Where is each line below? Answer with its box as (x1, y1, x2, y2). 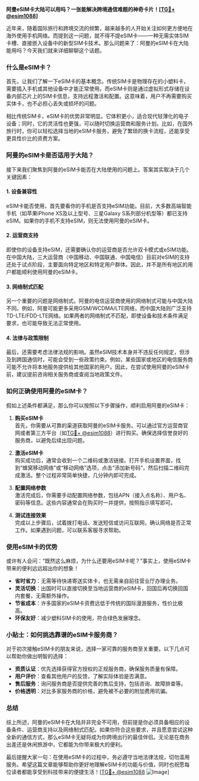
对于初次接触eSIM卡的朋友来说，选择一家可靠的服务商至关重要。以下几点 (6, 645, 185, 652)
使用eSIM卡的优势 (6, 542, 58, 551)
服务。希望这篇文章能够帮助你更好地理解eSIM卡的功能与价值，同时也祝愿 (6, 761, 185, 768)
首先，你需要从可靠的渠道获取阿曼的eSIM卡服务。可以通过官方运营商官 (14, 421, 188, 429)
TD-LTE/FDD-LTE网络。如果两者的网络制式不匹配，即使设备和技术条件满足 (6, 312, 188, 319)
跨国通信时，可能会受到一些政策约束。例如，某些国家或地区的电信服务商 (16, 356, 193, 363)
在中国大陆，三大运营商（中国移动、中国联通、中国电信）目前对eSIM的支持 (6, 253, 190, 261)
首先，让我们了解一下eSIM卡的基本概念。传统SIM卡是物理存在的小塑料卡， (6, 78, 189, 85)
